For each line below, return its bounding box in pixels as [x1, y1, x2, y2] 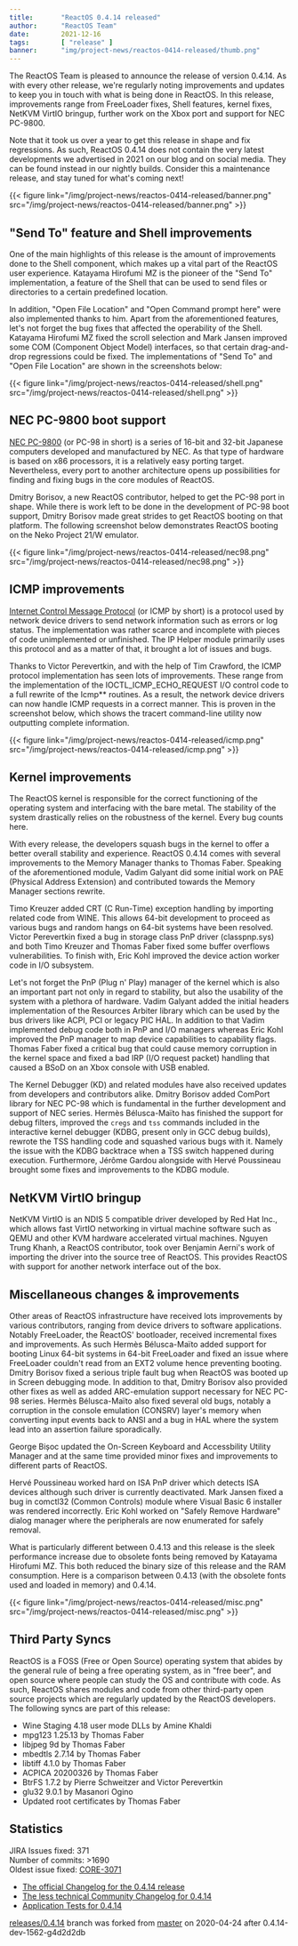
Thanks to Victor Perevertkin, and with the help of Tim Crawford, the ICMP [9, 660, 282, 671]
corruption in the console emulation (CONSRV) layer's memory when [9, 1405, 262, 1415]
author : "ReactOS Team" [9, 21, 117, 30]
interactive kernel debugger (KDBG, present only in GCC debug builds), [9, 1127, 271, 1138]
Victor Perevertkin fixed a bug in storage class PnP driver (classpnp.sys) [9, 931, 275, 943]
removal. [9, 1524, 42, 1535]
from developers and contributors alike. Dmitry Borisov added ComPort [9, 1089, 270, 1099]
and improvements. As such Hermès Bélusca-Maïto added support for [9, 1339, 267, 1349]
